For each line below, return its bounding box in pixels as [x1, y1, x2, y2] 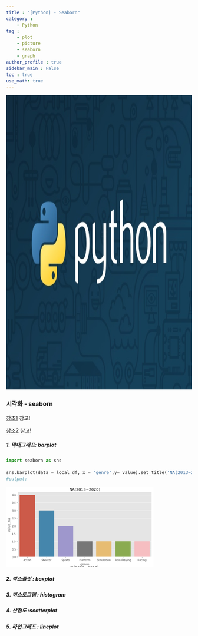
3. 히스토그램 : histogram [6, 591, 66, 598]
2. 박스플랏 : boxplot [6, 575, 55, 582]
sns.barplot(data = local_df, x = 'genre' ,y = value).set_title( [6, 470, 167, 476]
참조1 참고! [6, 414, 31, 421]
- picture [16, 41, 41, 47]
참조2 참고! [6, 427, 32, 434]
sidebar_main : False [6, 65, 60, 71]
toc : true [6, 71, 33, 78]
